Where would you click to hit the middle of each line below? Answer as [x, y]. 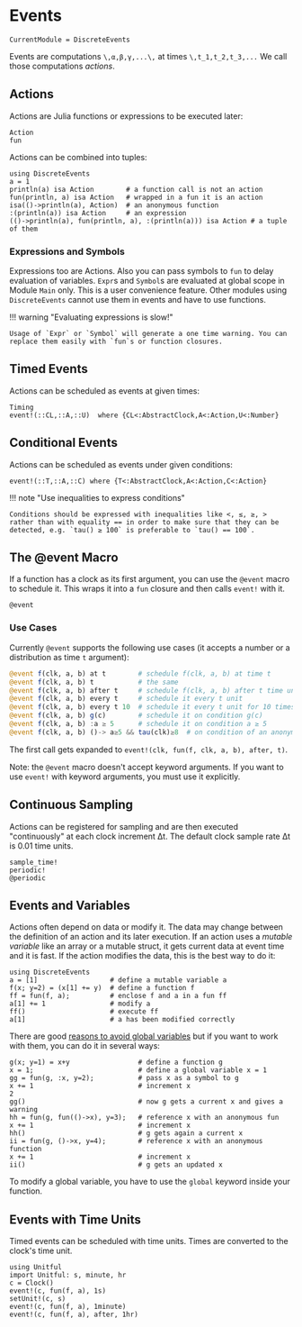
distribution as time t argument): [69, 657]
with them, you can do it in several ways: [84, 1046]
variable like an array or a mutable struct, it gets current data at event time [147, 946]
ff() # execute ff [84, 1012]
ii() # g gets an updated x [116, 1165]
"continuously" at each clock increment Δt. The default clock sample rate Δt [150, 836]
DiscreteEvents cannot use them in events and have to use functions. [138, 300]
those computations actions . [62, 66]
